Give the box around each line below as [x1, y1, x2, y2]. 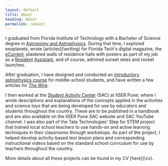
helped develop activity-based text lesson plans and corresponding [5, 135, 145, 141]
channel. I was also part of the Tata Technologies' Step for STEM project [5, 119, 155, 125]
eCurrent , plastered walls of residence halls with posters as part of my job [5, 51, 158, 57]
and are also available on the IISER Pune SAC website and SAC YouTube [5, 114, 154, 120]
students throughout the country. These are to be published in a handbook [5, 108, 159, 114]
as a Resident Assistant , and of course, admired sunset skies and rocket [5, 56, 154, 63]
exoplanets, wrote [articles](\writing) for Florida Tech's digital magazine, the [5, 46, 162, 52]
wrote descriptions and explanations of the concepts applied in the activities [5, 98, 163, 104]
